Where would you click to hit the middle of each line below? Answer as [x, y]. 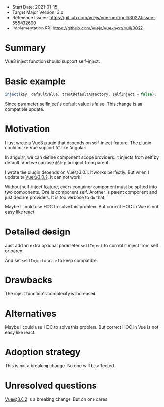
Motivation [28, 129]
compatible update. [25, 109]
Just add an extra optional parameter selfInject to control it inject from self [82, 245]
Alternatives [31, 313]
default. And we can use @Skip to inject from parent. [58, 162]
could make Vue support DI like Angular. [46, 147]
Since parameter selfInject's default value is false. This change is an [74, 104]
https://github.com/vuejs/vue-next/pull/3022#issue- [103, 17]
